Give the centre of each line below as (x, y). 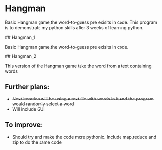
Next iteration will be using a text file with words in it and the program (83, 99)
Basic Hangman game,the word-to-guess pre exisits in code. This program (81, 22)
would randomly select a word (43, 104)
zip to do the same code (37, 142)
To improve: (24, 125)
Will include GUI (29, 109)
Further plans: (27, 87)
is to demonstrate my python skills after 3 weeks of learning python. (74, 27)
